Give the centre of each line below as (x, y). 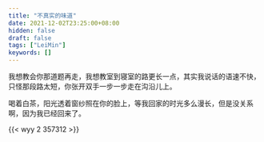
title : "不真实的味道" (42, 16)
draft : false (30, 38)
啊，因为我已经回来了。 (47, 113)
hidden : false (32, 30)
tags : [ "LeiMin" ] (37, 45)
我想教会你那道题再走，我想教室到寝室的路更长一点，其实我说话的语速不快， (134, 76)
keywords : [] (30, 53)
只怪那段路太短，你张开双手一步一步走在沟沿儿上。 (92, 86)
